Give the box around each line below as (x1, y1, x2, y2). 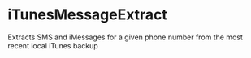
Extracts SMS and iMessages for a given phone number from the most (7, 32, 243, 42)
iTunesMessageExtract (7, 6, 168, 24)
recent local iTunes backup (7, 40, 98, 50)
